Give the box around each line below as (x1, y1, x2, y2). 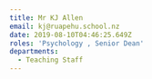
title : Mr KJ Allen (9, 13, 84, 23)
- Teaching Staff (17, 55, 84, 64)
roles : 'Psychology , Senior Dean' (9, 38, 145, 48)
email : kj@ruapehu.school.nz (9, 22, 120, 31)
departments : (9, 47, 59, 56)
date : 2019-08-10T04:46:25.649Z (9, 30, 132, 39)
